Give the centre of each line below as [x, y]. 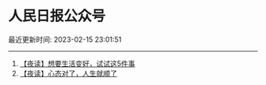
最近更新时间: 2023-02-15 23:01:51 [65, 39]
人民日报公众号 [57, 16]
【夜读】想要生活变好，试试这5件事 [78, 63]
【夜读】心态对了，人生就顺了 [68, 73]
